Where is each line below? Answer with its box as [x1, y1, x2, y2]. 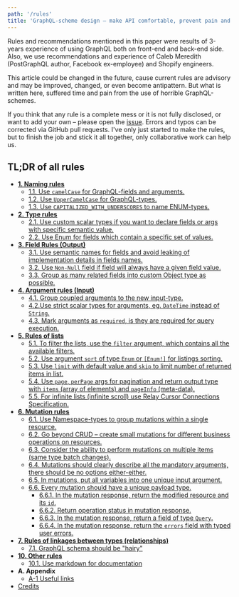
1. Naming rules [17, 180, 65, 189]
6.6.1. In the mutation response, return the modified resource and [38, 491, 229, 500]
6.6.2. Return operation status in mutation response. [38, 506, 192, 515]
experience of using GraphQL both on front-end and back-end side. [25, 44, 224, 53]
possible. [28, 279, 55, 287]
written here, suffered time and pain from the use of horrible [7, 89, 184, 97]
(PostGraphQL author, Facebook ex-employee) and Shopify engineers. [7, 59, 214, 68]
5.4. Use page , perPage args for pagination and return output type [28, 377, 218, 386]
